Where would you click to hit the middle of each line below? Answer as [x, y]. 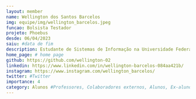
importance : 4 [23, 82]
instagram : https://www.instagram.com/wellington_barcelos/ [81, 71]
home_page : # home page [35, 55]
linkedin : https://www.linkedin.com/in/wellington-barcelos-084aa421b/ [95, 66]
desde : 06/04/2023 [28, 38]
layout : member [24, 11]
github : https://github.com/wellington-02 [58, 60]
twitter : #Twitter [28, 76]
